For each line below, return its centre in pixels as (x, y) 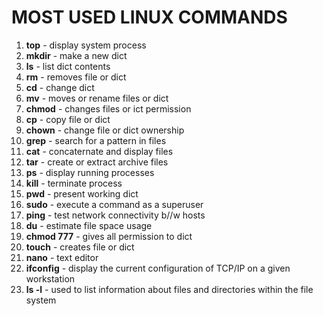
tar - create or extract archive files (97, 162)
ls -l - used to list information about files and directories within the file (169, 289)
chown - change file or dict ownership (105, 130)
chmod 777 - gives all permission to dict (109, 236)
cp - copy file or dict (68, 119)
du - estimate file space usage (89, 225)
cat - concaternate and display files (99, 151)
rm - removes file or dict (76, 77)
